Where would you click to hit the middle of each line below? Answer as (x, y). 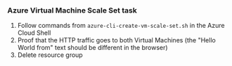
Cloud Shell (34, 33)
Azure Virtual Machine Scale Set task (72, 10)
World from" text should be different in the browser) (92, 48)
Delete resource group (50, 55)
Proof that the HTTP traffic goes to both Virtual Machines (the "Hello (116, 40)
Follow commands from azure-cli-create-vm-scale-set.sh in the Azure (121, 26)
